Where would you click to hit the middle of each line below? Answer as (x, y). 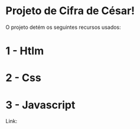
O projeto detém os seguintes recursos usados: (64, 27)
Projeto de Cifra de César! (70, 11)
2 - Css (24, 78)
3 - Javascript (40, 105)
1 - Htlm (25, 51)
